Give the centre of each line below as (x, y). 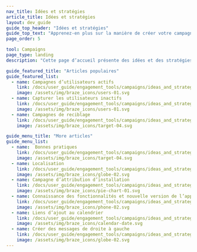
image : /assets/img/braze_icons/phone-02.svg (73, 207)
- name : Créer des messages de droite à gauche (71, 229)
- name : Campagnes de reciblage (51, 115)
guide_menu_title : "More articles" (50, 136)
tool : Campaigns (26, 50)
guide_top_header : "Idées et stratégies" (57, 28)
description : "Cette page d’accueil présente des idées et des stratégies (99, 60)
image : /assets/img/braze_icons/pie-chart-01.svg (79, 191)
